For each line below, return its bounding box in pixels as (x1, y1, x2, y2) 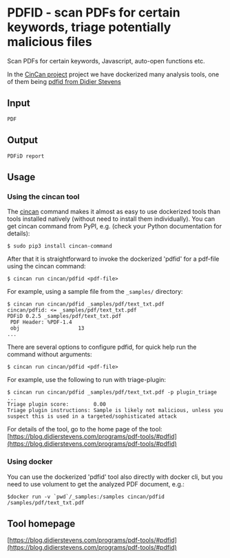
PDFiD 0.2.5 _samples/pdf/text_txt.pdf (7, 313, 122, 320)
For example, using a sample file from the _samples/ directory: (7, 288, 183, 296)
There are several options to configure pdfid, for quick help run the (7, 343, 197, 352)
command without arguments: (7, 350, 92, 358)
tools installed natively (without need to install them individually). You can (7, 215, 216, 223)
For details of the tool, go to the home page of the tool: (7, 425, 163, 433)
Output (7, 134, 38, 146)
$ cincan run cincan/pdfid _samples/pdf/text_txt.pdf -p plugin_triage (7, 389, 217, 396)
